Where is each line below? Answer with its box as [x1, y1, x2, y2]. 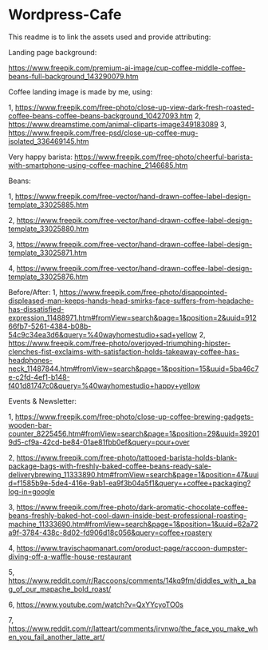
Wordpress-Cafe [8, 6, 122, 24]
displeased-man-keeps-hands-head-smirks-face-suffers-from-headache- [8, 296, 254, 305]
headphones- [8, 355, 53, 365]
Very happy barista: [8, 152, 73, 162]
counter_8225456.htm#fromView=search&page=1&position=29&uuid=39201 [8, 429, 260, 438]
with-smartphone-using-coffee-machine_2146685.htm [8, 160, 188, 169]
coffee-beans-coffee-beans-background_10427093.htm [8, 110, 193, 121]
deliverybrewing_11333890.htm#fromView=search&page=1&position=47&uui [8, 469, 259, 479]
